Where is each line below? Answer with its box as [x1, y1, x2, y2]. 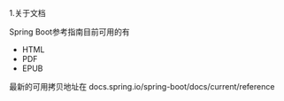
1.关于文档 [9, 8, 46, 18]
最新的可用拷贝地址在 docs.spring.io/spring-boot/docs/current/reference [9, 82, 275, 91]
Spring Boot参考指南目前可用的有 [9, 27, 130, 37]
